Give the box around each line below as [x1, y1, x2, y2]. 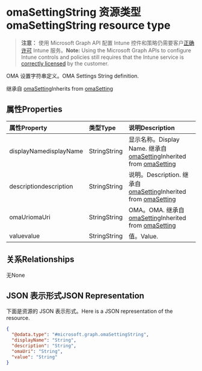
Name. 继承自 [128, 144, 167, 152]
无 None [6, 271, 25, 279]
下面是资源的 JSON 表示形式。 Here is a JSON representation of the [6, 307, 173, 315]
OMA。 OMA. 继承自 [128, 205, 185, 214]
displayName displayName [9, 146, 83, 155]
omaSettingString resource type [6, 19, 171, 32]
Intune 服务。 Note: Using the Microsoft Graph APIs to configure [32, 46, 191, 54]
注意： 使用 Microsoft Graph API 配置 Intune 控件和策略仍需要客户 [20, 39, 185, 46]
